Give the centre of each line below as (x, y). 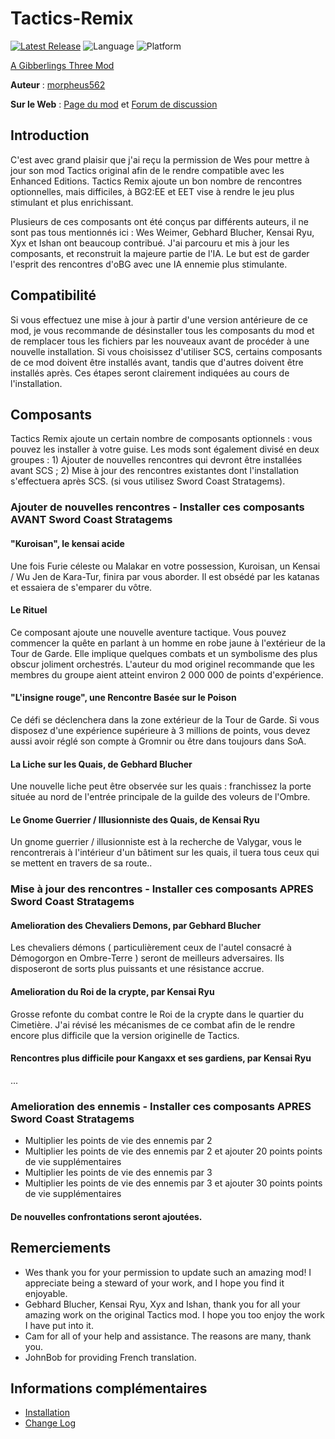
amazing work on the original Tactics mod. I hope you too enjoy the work (174, 1314)
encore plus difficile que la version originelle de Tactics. (125, 1035)
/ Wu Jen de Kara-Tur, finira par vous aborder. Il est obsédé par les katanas (165, 576)
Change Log (50, 1423)
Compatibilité (53, 295)
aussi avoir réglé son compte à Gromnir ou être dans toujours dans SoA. (158, 741)
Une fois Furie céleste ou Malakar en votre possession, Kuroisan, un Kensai (165, 566)
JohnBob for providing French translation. (110, 1357)
